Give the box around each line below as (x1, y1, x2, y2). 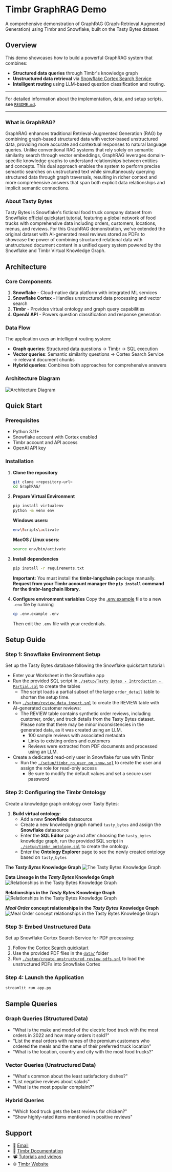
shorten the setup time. (20, 694, 70, 700)
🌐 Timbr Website (12, 1161, 49, 1167)
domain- (147, 152, 165, 159)
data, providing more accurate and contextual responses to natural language (5, 141, 167, 147)
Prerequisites (5, 417, 39, 424)
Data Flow (5, 324, 31, 331)
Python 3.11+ (12, 429, 40, 435)
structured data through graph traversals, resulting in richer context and (5, 174, 157, 180)
